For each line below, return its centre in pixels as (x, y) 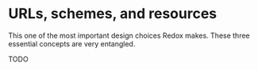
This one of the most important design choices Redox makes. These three (129, 35)
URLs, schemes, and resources (113, 14)
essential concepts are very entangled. (72, 43)
